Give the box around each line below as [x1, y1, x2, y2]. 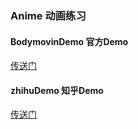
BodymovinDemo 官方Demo [10, 35, 129, 47]
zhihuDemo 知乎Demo [10, 84, 104, 96]
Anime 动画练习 [10, 8, 87, 22]
